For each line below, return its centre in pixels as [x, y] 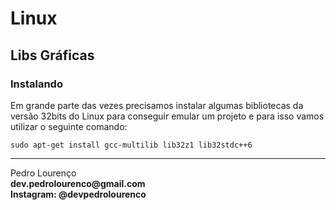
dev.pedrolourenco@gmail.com [78, 183]
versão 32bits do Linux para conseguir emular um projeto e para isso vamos [167, 116]
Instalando [36, 84]
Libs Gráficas [52, 55]
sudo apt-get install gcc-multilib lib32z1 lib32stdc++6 [131, 145]
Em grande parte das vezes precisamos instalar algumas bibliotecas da [157, 105]
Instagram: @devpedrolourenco [78, 194]
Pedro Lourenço [43, 173]
